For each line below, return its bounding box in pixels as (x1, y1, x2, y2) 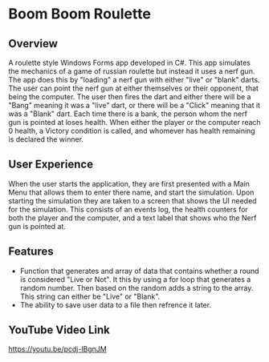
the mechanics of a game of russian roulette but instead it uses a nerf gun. (8, 66, 255, 76)
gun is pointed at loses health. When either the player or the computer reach (8, 118, 261, 127)
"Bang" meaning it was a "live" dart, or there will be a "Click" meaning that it (8, 101, 261, 110)
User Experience (8, 158, 94, 171)
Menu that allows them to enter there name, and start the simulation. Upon (8, 187, 255, 197)
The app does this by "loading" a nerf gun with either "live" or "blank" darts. (8, 75, 260, 84)
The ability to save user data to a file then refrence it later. (19, 300, 211, 309)
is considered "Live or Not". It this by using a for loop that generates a (19, 274, 251, 284)
